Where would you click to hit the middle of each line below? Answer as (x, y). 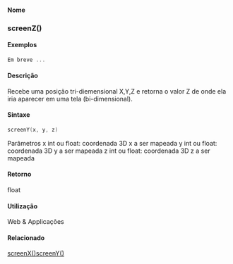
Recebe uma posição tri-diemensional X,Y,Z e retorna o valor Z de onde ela (117, 91)
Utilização (22, 206)
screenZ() (25, 28)
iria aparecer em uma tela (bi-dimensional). (70, 99)
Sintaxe (19, 115)
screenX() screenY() (36, 253)
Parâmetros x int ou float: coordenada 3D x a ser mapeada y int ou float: (112, 143)
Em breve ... (26, 60)
